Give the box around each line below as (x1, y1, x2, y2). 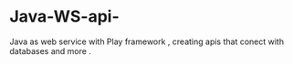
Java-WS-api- (9, 6, 120, 27)
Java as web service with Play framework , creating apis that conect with (9, 36, 285, 47)
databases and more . (9, 45, 91, 56)
